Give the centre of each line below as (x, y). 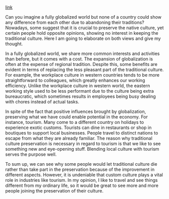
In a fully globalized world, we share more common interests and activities (82, 53)
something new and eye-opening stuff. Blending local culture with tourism (82, 149)
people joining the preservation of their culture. (54, 191)
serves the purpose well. (31, 154)
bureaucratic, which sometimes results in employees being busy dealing (80, 96)
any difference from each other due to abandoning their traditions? (75, 22)
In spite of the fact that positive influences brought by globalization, (76, 111)
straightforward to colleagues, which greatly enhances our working (75, 80)
